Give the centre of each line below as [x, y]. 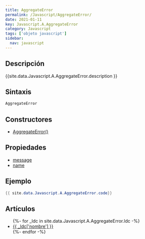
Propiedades [26, 148]
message [22, 160]
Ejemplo [18, 181]
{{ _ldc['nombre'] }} [33, 226]
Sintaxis [19, 92]
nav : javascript [27, 43]
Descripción [25, 64]
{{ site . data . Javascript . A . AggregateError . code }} [59, 193]
